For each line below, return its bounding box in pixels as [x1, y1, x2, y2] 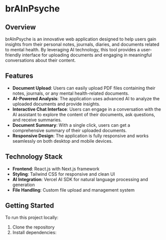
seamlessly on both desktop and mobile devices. [12, 138, 113, 144]
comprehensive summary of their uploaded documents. [12, 127, 127, 133]
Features [5, 72, 33, 80]
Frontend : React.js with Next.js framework [12, 166, 100, 172]
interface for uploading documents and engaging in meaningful [22, 52, 152, 58]
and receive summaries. [12, 117, 62, 123]
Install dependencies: [12, 230, 57, 236]
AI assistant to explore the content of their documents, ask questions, [12, 111, 156, 117]
